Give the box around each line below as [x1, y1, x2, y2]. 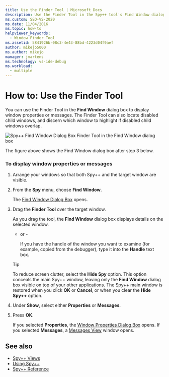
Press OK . [12, 312, 34, 318]
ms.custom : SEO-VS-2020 [5, 17, 55, 22]
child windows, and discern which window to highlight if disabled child [5, 117, 152, 123]
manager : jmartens [5, 54, 44, 59]
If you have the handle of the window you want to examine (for [20, 241, 150, 247]
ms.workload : [5, 64, 33, 69]
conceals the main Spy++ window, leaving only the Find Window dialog [12, 277, 161, 283]
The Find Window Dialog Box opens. [12, 197, 88, 203]
